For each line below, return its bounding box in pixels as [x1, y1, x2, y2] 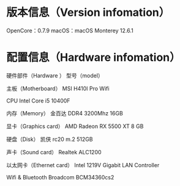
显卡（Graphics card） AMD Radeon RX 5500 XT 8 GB [6, 123, 144, 130]
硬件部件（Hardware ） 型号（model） [6, 71, 104, 79]
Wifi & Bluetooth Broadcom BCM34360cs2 [6, 173, 114, 181]
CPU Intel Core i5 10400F [6, 97, 70, 104]
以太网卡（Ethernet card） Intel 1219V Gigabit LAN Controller [6, 161, 160, 168]
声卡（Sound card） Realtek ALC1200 [6, 148, 102, 156]
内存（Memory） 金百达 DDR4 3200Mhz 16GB [6, 109, 124, 116]
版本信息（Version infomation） [6, 5, 170, 20]
